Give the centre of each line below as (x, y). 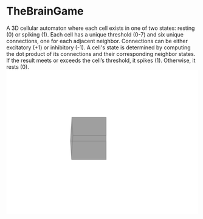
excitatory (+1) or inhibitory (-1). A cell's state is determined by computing (98, 47)
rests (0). (18, 67)
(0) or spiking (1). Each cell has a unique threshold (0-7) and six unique (95, 34)
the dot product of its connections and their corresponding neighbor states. (101, 54)
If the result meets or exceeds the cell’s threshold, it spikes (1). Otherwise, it (101, 60)
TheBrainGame (45, 11)
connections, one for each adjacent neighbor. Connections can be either (97, 41)
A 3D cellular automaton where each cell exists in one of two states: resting (101, 28)
